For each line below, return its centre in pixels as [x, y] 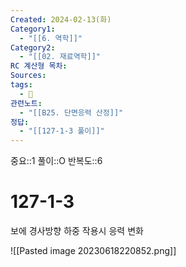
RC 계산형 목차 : [39, 66]
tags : [21, 85]
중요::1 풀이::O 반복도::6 [56, 161]
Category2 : [33, 47]
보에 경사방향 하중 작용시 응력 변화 [77, 231]
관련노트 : [26, 103]
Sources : [28, 76]
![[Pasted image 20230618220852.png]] [93, 251]
